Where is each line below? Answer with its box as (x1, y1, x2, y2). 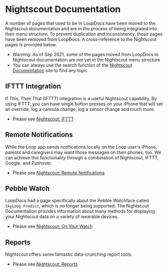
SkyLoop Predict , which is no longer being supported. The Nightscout (5, 203, 149, 209)
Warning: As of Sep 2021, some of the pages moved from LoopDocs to (12, 51, 159, 57)
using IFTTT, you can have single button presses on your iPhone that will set (5, 101, 163, 107)
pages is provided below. (5, 41, 57, 47)
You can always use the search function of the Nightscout (12, 62, 132, 68)
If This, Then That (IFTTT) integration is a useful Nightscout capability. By (5, 95, 157, 101)
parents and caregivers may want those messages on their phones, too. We (5, 149, 161, 155)
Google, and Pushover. (5, 160, 53, 166)
